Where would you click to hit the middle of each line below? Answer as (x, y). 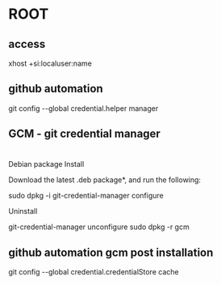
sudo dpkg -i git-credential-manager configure (86, 196)
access (27, 44)
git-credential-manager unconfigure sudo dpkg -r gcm (99, 227)
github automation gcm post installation (111, 252)
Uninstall (23, 211)
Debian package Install (46, 164)
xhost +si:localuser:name (50, 63)
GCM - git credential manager (85, 134)
